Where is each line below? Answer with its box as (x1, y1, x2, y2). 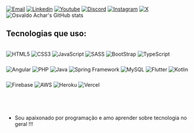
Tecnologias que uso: (6, 29, 87, 39)
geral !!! (14, 121, 34, 128)
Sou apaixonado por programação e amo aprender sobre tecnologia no (14, 114, 187, 121)
